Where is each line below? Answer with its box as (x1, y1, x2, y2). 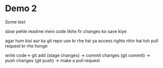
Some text (5, 19, 26, 25)
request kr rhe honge (5, 43, 48, 49)
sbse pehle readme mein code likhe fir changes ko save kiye (5, 28, 127, 34)
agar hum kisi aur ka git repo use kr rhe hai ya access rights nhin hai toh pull (5, 37, 159, 44)
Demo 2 (5, 3, 37, 14)
